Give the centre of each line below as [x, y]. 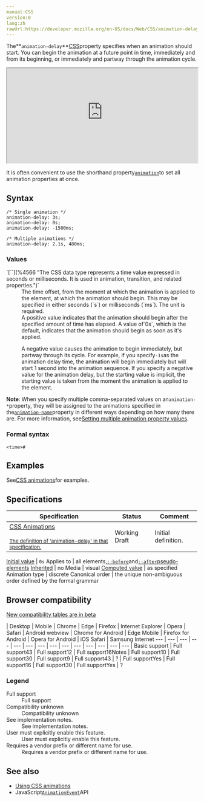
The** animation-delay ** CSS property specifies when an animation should [99, 46]
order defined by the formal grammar [53, 581]
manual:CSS [20, 12]
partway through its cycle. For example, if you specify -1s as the [100, 355]
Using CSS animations [43, 786]
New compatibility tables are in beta [51, 615]
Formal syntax [28, 434]
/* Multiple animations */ [40, 239]
